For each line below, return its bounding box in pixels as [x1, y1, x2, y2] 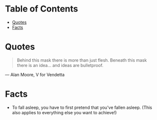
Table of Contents [5, 3, 78, 14]
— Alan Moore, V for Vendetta [5, 71, 65, 78]
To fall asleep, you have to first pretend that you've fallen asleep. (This [12, 105, 152, 110]
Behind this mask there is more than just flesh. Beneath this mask [16, 57, 147, 63]
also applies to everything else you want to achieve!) [12, 109, 117, 115]
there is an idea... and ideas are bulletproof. [16, 62, 104, 68]
